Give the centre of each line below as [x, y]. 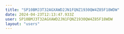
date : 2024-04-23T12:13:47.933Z [40, 14]
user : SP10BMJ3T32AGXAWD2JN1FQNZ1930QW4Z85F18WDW [59, 19]
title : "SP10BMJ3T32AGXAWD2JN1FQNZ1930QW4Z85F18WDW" [63, 10]
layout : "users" [22, 24]
